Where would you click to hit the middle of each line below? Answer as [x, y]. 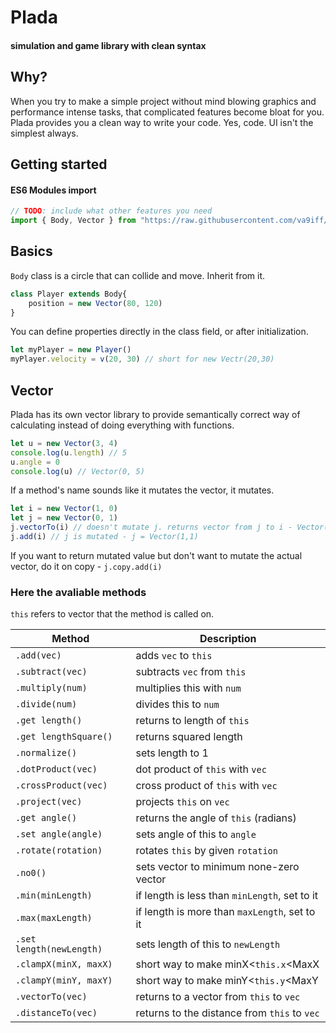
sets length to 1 [172, 753]
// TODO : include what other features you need [111, 211]
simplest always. [44, 133]
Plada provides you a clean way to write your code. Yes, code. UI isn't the [162, 122]
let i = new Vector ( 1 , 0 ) [64, 509]
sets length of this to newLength [208, 944]
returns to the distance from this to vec [227, 1013]
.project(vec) [49, 802]
